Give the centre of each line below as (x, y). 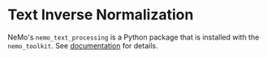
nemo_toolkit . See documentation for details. (83, 45)
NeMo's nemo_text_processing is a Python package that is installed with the (133, 37)
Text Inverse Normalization (101, 15)
